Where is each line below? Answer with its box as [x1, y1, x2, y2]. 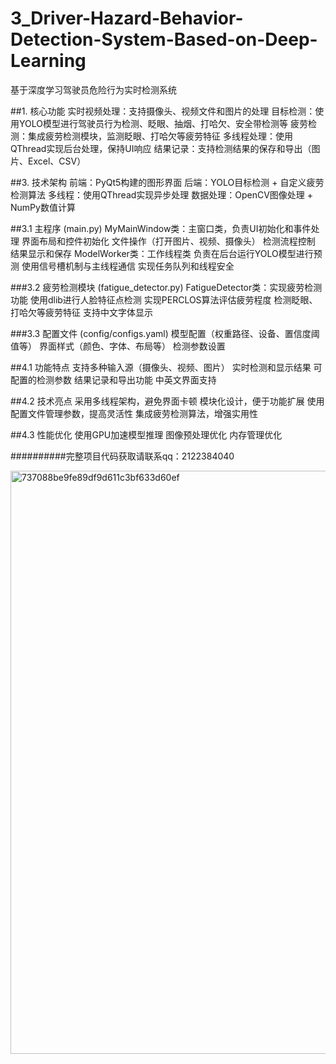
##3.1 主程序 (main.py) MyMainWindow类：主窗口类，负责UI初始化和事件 [10, 222, 312, 234]
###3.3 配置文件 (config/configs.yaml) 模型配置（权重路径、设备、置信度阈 [10, 327, 320, 339]
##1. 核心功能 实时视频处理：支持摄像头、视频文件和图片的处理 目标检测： [10, 105, 316, 117]
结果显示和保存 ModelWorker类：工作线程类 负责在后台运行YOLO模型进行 [10, 247, 314, 259]
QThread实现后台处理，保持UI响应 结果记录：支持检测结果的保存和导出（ [10, 142, 312, 154]
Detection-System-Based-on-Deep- [10, 28, 318, 51]
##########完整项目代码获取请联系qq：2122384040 [10, 450, 235, 462]
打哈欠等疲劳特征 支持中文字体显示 [10, 306, 153, 318]
